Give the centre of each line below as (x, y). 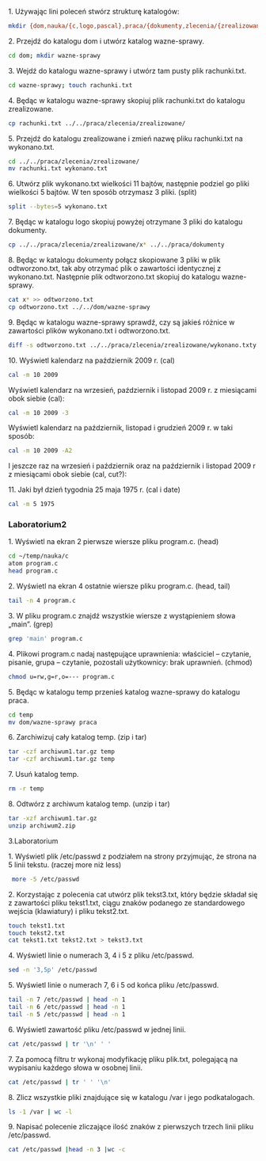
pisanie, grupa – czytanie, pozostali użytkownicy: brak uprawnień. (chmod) (131, 662)
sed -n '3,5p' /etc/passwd (53, 970)
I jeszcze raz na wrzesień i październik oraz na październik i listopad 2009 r (132, 466)
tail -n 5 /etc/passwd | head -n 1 (67, 1014)
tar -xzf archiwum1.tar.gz (53, 819)
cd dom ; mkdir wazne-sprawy (55, 55)
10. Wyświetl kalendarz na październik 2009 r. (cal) (92, 360)
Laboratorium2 (38, 524)
